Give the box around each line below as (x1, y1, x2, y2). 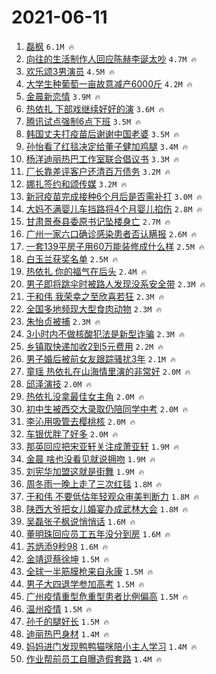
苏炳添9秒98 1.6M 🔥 (25, 540, 109, 552)
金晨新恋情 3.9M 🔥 (25, 90, 101, 102)
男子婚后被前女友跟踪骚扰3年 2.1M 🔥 (25, 352, 176, 365)
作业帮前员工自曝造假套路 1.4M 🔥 (25, 652, 163, 665)
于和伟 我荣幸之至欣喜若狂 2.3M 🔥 (25, 290, 165, 302)
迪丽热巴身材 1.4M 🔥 (25, 627, 110, 640)
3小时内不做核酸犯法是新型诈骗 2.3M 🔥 (25, 327, 185, 340)
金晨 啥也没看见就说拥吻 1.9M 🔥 (25, 452, 156, 465)
